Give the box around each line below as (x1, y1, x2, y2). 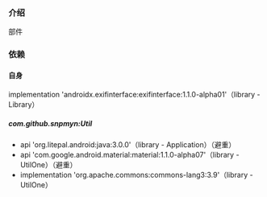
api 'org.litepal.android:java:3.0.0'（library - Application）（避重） (19, 140, 236, 150)
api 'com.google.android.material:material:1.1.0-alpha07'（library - (19, 150, 240, 160)
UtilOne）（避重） (19, 160, 77, 170)
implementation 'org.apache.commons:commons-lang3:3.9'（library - (19, 170, 253, 180)
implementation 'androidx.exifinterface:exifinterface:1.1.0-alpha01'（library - (8, 90, 261, 100)
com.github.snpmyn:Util (8, 119, 93, 129)
